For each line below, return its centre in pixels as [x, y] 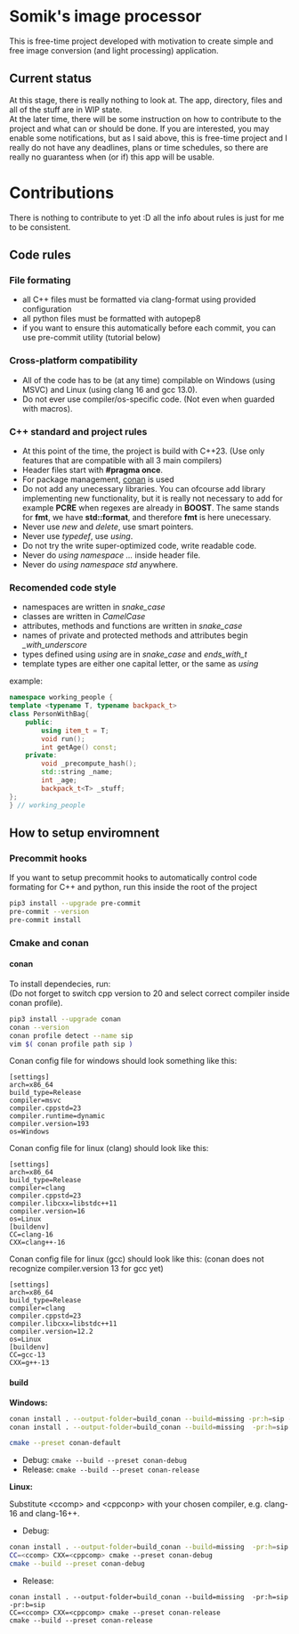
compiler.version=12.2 [51, 1332]
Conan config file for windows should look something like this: [123, 1061]
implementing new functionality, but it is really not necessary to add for [152, 498]
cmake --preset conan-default [65, 1443]
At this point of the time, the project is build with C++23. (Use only [143, 451]
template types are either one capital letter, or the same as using [140, 664]
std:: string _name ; [77, 772]
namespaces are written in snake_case [94, 607]
